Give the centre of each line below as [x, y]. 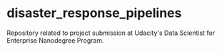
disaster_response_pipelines [94, 13]
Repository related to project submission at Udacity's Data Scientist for [111, 33]
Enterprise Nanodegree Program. [55, 40]
